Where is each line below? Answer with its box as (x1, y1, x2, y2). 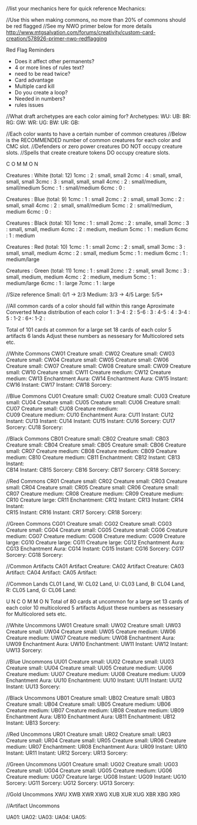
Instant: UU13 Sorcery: (6, 683, 60, 690)
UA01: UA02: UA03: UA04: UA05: (6, 814, 87, 820)
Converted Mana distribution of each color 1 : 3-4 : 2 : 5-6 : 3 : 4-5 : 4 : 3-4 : (6, 309, 191, 316)
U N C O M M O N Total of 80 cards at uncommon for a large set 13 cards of (6, 598, 189, 605)
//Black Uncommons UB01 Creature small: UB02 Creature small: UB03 (6, 695, 176, 701)
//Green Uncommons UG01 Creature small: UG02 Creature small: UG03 (6, 761, 178, 767)
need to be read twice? (14, 70, 71, 77)
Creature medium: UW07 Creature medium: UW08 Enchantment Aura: (6, 634, 175, 641)
